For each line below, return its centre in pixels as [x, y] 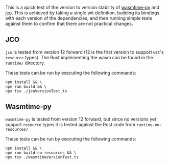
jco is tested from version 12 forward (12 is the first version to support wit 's [85, 52]
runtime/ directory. [25, 63]
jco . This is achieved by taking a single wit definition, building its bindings [82, 13]
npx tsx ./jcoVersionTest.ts [36, 91]
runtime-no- [149, 125]
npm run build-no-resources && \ [41, 153]
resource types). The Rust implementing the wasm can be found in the [79, 57]
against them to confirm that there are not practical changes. [69, 23]
